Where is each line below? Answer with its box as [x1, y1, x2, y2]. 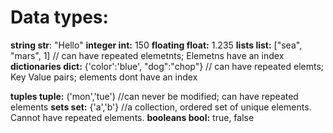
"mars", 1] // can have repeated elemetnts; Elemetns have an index [10, 49, 285, 61]
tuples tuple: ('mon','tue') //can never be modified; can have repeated [10, 90, 299, 102]
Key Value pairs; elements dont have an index [10, 71, 198, 83]
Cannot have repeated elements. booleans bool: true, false [10, 111, 255, 123]
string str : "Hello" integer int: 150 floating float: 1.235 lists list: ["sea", [10, 39, 303, 51]
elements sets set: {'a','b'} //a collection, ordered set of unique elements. [10, 101, 312, 113]
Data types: [10, 6, 109, 29]
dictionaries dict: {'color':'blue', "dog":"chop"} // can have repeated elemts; [10, 60, 325, 72]
